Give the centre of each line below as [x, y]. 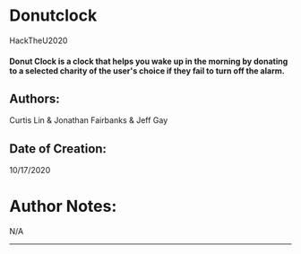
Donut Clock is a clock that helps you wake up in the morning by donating [149, 61]
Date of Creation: [58, 149]
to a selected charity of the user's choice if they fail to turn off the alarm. [147, 70]
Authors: [34, 98]
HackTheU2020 [39, 40]
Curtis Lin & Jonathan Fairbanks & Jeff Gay [89, 120]
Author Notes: [63, 206]
